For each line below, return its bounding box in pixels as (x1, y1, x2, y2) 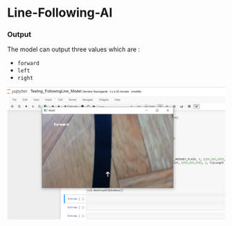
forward (17, 60, 39, 67)
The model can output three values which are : (7, 45, 141, 53)
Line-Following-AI (7, 5, 113, 21)
